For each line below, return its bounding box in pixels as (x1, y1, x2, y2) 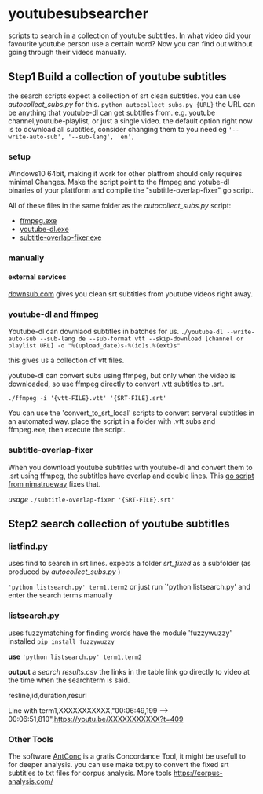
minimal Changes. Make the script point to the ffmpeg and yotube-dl (8, 178, 230, 187)
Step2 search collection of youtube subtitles (8, 517, 230, 531)
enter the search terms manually (8, 590, 113, 600)
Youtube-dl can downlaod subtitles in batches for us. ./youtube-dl (8, 327, 224, 336)
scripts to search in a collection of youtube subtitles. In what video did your (8, 31, 251, 40)
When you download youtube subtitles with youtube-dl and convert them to (8, 462, 253, 472)
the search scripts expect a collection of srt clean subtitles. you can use (8, 91, 241, 101)
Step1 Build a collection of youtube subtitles (8, 70, 227, 83)
